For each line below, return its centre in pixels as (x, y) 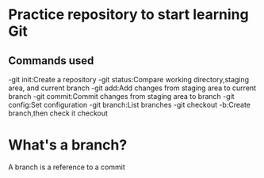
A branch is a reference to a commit (67, 167)
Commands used (51, 61)
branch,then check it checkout (58, 113)
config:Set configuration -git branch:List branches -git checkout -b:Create (130, 105)
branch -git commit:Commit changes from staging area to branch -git (122, 96)
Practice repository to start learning (128, 15)
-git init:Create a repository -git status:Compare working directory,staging (129, 80)
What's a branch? (68, 145)
